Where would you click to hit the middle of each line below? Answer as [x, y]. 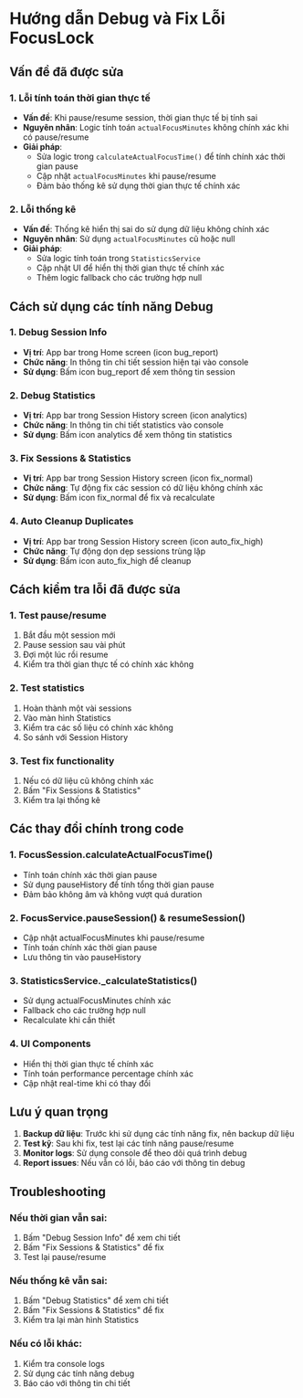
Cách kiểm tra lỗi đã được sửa [95, 590]
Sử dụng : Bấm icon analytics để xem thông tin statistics [127, 435]
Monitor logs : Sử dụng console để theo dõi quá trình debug [135, 1153]
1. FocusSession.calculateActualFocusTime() [111, 855]
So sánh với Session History [75, 737]
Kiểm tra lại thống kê [61, 800]
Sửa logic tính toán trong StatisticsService [118, 259]
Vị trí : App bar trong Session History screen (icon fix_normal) [138, 478]
